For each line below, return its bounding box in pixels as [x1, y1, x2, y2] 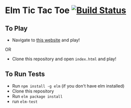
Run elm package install [12, 93, 63, 99]
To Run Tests [5, 70, 45, 78]
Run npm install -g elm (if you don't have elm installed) [12, 83, 125, 89]
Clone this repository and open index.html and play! [12, 56, 116, 62]
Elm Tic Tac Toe [5, 5, 70, 16]
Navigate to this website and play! [12, 37, 80, 43]
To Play [5, 24, 28, 33]
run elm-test [12, 98, 38, 104]
